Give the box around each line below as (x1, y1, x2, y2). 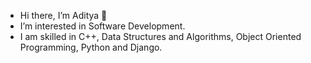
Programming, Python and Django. (19, 41, 163, 53)
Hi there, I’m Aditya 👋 (19, 10, 108, 21)
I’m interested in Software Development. (19, 20, 186, 32)
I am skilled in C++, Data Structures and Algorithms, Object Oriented (19, 31, 302, 42)
